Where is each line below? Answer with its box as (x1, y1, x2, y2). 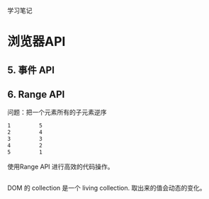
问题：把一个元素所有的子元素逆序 (7, 108, 107, 117)
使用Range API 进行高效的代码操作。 (7, 162, 115, 171)
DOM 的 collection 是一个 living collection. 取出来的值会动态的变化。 (7, 183, 206, 192)
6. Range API (7, 88, 65, 101)
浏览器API (7, 34, 66, 50)
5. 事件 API (7, 64, 55, 76)
